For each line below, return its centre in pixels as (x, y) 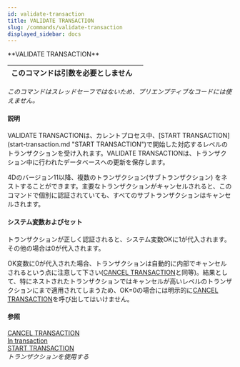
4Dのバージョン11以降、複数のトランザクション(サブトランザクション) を (114, 177)
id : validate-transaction (46, 14)
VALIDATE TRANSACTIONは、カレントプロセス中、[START (94, 136)
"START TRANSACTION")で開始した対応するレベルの (150, 144)
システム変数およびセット (45, 222)
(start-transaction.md (39, 144)
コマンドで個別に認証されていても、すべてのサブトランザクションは (107, 195)
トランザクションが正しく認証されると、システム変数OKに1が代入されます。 (119, 239)
